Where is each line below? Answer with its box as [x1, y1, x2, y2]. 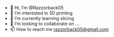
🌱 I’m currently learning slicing [10, 15, 74, 21]
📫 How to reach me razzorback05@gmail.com [10, 26, 109, 32]
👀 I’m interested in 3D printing [10, 10, 73, 16]
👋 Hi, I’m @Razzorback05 [10, 5, 64, 10]
